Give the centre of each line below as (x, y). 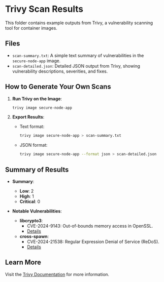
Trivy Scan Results (44, 9)
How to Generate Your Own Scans (58, 87)
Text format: (32, 126)
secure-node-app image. (36, 61)
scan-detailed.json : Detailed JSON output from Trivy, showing (76, 66)
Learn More (23, 262)
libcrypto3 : (31, 221)
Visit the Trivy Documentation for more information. (57, 274)
